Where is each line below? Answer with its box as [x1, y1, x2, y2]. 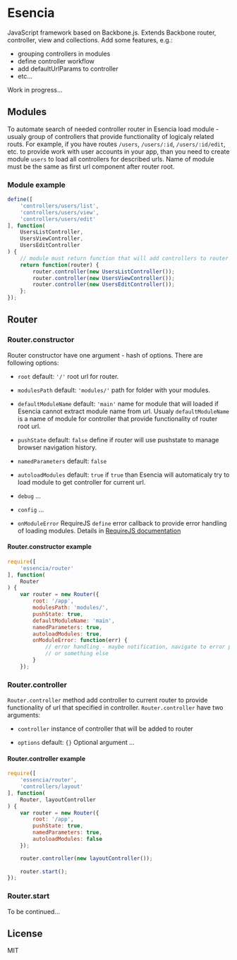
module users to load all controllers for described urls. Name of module [7, 154, 215, 163]
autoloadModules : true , [32, 630, 102, 638]
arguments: [7, 711, 41, 719]
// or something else [44, 650, 109, 657]
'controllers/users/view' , [20, 209, 99, 216]
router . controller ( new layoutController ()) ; [20, 855, 153, 862]
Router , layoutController [20, 796, 97, 803]
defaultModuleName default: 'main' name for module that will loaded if [17, 399, 219, 408]
